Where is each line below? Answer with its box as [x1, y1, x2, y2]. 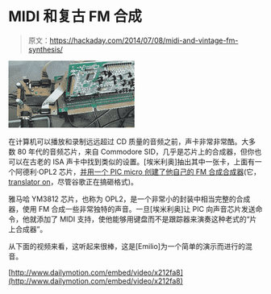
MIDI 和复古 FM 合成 [8, 7, 143, 26]
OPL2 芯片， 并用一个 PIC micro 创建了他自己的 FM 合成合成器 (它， [39, 167, 261, 176]
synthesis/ [27, 44, 63, 54]
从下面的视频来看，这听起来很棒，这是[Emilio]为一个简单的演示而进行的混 [8, 241, 252, 251]
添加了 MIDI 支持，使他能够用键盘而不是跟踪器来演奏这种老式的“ [35, 214, 250, 224]
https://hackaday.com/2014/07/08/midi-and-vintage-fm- [49, 35, 239, 45]
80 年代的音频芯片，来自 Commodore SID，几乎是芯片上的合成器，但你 [17, 147, 255, 156]
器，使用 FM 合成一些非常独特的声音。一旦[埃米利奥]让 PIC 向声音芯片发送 [8, 204, 256, 213]
